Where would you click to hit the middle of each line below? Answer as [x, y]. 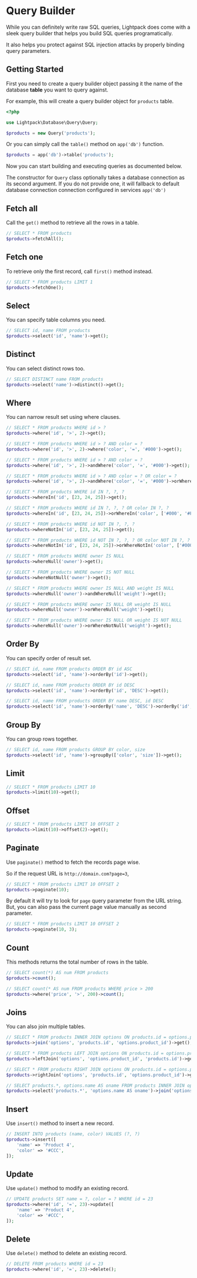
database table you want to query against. [57, 90]
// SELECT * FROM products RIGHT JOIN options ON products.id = [86, 1069]
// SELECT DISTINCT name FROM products [55, 379]
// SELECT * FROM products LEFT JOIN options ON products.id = [85, 1053]
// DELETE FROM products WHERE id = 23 [55, 1264]
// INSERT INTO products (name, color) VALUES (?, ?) [73, 1134]
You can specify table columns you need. [56, 320]
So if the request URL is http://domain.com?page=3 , [67, 873]
